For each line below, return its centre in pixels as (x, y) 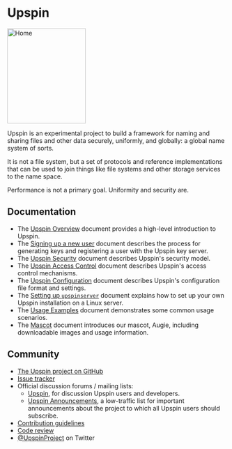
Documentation (42, 212)
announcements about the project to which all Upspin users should (124, 408)
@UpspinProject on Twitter (56, 438)
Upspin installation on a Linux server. (70, 303)
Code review (36, 430)
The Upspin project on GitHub (60, 371)
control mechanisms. (47, 273)
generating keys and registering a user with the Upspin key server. (113, 251)
